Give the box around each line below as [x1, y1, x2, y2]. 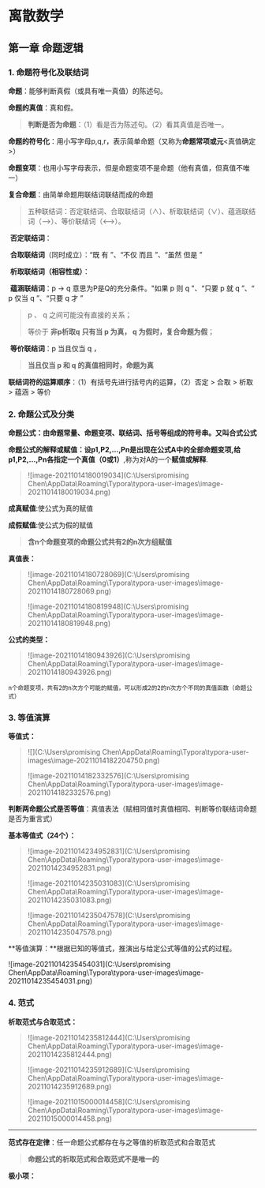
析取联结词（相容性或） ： [9, 266, 90, 276]
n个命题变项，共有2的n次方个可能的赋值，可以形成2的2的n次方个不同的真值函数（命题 [8, 684, 247, 692]
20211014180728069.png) [27, 587, 112, 596]
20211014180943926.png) [27, 668, 112, 677]
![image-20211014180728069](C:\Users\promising [27, 570, 190, 579]
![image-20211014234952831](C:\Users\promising [27, 846, 191, 856]
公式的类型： [8, 635, 50, 644]
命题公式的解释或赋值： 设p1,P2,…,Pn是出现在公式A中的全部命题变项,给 [8, 445, 241, 455]
